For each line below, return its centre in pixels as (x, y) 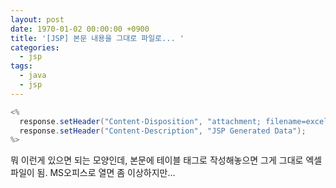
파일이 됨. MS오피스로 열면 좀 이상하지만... (93, 173)
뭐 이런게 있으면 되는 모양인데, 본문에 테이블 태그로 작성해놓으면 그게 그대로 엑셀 (166, 160)
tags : (21, 66)
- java (33, 76)
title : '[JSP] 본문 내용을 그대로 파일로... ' (97, 38)
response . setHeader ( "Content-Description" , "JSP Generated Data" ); (163, 131)
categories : (35, 47)
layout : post (37, 19)
